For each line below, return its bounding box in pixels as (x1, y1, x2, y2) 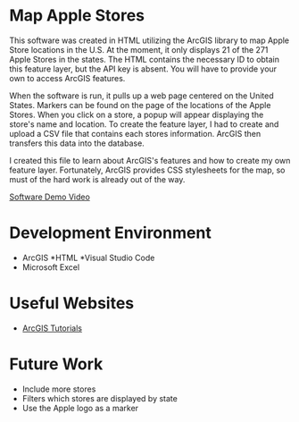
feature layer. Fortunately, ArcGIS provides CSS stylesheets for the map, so (9, 165, 286, 175)
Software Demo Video (9, 191, 91, 202)
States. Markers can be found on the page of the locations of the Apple (9, 99, 271, 110)
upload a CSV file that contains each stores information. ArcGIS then (9, 128, 262, 139)
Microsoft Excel (21, 261, 80, 273)
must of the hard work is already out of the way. (9, 173, 186, 184)
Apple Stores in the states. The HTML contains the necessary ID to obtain (9, 54, 279, 64)
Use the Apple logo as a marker (21, 402, 139, 413)
